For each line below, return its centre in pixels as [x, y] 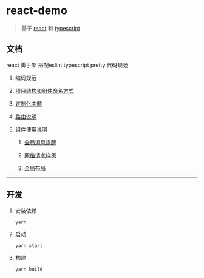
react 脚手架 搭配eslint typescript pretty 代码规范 [67, 65]
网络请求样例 [40, 155]
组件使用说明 [31, 129]
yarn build [29, 269]
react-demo [37, 11]
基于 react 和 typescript [51, 28]
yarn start [29, 246]
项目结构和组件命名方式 [44, 90]
